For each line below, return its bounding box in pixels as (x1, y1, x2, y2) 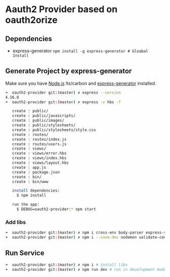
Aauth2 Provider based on (5, 4, 118, 15)
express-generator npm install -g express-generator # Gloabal (12, 48, 148, 54)
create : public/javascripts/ (12, 113, 76, 118)
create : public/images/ (12, 118, 65, 123)
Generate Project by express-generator (5, 67, 132, 75)
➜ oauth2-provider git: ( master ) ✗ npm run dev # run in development (5, 267, 155, 272)
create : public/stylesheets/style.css (12, 127, 96, 132)
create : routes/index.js (12, 136, 67, 142)
